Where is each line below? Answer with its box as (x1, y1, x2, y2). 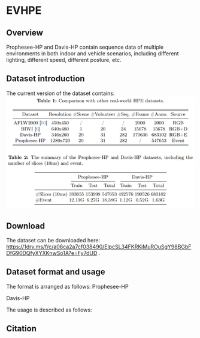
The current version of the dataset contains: (6, 90, 115, 97)
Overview (6, 28, 44, 38)
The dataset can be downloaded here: (6, 236, 101, 244)
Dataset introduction (6, 73, 85, 84)
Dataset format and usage (6, 267, 106, 277)
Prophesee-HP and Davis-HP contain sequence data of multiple (6, 43, 163, 51)
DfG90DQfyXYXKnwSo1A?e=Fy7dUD (6, 249, 98, 256)
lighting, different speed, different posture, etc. (6, 57, 122, 63)
